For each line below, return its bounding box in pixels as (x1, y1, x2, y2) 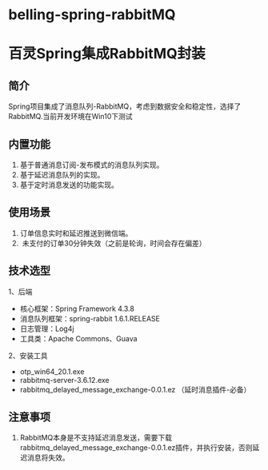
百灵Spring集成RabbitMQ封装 (8, 45, 206, 63)
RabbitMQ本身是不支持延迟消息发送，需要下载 (19, 433, 173, 443)
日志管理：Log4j (19, 324, 74, 333)
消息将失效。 (26, 453, 70, 463)
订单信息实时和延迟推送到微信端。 (19, 228, 133, 237)
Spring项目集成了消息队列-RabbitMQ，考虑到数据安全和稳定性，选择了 (8, 102, 242, 111)
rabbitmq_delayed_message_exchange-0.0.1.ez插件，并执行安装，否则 (19, 443, 254, 452)
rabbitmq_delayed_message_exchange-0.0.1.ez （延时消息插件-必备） (19, 384, 251, 394)
